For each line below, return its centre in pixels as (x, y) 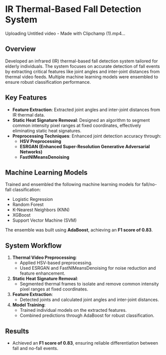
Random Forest (28, 205)
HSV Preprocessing (41, 141)
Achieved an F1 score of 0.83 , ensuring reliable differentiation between (85, 343)
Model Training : (29, 305)
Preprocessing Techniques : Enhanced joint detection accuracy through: (87, 136)
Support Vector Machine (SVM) (44, 220)
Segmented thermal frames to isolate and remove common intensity (89, 284)
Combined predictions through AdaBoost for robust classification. (87, 315)
